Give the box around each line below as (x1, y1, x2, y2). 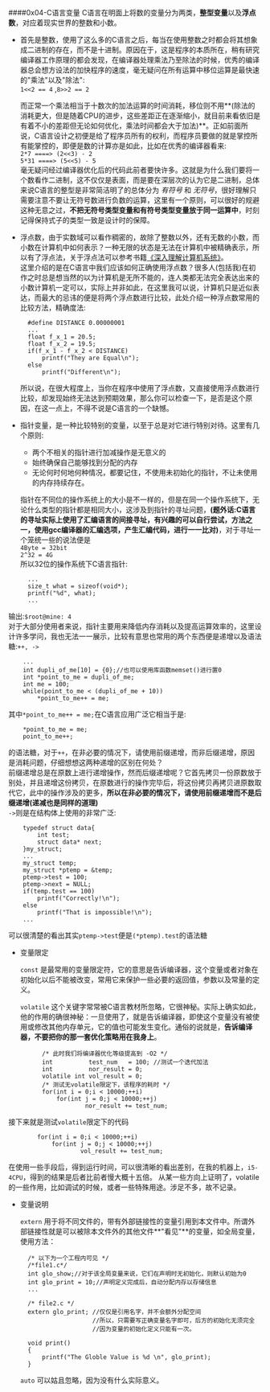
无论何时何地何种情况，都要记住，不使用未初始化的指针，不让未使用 (31, 468, 258, 477)
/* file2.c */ (27, 1300, 75, 1308)
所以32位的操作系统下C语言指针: (19, 559, 129, 569)
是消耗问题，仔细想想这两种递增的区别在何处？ (8, 758, 163, 767)
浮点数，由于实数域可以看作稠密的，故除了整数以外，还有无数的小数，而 (19, 232, 260, 242)
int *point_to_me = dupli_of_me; (22, 673, 135, 681)
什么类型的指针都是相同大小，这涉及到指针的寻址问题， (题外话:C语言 (27, 505, 256, 514)
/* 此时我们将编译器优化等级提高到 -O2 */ (41, 1049, 168, 1057)
